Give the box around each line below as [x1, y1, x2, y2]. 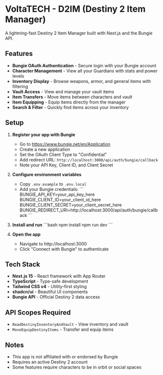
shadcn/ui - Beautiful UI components [12, 289, 88, 295]
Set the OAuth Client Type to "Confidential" [19, 151, 107, 158]
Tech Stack [5, 260, 40, 268]
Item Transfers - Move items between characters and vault [12, 94, 133, 100]
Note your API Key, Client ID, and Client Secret [19, 162, 113, 168]
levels [12, 73, 25, 79]
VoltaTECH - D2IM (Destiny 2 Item [5, 3, 146, 15]
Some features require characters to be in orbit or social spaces [12, 364, 141, 370]
